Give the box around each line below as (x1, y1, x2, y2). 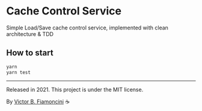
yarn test (6, 69, 31, 76)
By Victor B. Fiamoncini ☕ (6, 98, 70, 105)
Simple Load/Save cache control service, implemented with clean (6, 24, 168, 31)
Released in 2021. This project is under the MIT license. (6, 86, 144, 93)
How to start (6, 48, 54, 58)
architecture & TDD (6, 30, 54, 37)
